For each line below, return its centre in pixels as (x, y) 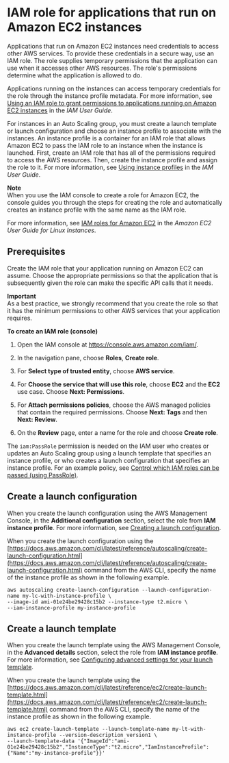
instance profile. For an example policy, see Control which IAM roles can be (113, 468)
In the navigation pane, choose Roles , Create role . (88, 358)
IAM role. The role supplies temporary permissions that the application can (112, 60)
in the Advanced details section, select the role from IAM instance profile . (113, 653)
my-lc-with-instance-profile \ (67, 596)
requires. (20, 318)
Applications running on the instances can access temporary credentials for (114, 88)
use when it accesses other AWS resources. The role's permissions (102, 68)
